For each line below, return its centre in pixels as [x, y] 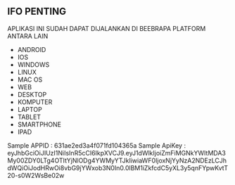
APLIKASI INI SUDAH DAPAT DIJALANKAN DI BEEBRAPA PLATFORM [107, 28]
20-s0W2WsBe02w [36, 175]
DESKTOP [32, 94]
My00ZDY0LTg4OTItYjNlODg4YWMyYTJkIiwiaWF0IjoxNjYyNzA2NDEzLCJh [117, 160]
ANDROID [32, 49]
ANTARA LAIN [28, 36]
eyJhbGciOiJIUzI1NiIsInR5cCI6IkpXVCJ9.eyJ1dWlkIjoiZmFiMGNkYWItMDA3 [117, 153]
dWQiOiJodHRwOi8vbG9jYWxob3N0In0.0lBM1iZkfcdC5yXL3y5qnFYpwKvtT [118, 167]
